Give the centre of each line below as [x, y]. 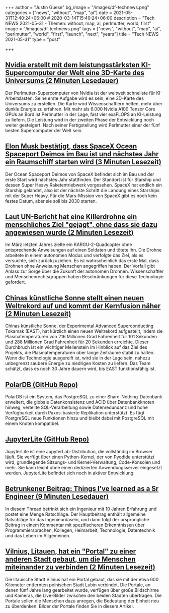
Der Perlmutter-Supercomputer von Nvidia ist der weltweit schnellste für [80, 93]
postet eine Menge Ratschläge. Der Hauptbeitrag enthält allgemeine [75, 514]
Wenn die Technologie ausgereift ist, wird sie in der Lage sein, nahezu [78, 358]
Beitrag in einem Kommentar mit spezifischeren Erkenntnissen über [75, 525]
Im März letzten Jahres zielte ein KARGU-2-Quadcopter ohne [69, 244]
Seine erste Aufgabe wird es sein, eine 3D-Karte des [90, 98]
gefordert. [16, 282]
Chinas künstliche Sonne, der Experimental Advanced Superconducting [79, 326]
